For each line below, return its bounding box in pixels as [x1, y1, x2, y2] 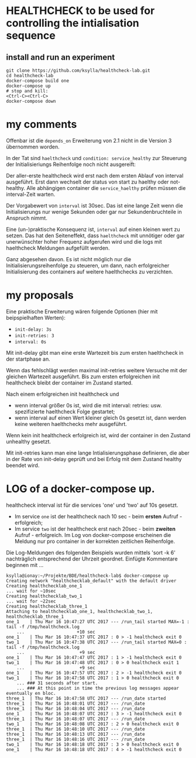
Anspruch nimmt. [6, 214, 48, 221]
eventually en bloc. [6, 690, 57, 696]
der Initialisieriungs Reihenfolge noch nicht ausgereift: [6, 161, 136, 168]
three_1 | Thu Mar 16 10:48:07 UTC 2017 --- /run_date [6, 716, 145, 722]
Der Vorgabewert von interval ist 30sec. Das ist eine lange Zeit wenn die [6, 202, 183, 209]
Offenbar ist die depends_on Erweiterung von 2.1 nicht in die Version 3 [6, 137, 172, 144]
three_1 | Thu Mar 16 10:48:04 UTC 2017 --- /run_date [6, 705, 145, 711]
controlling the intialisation [6, 16, 139, 30]
